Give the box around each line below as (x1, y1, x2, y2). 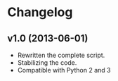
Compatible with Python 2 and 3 (17, 66, 111, 74)
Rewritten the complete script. (17, 51, 105, 59)
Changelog (7, 4, 73, 20)
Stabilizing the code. (17, 58, 77, 67)
